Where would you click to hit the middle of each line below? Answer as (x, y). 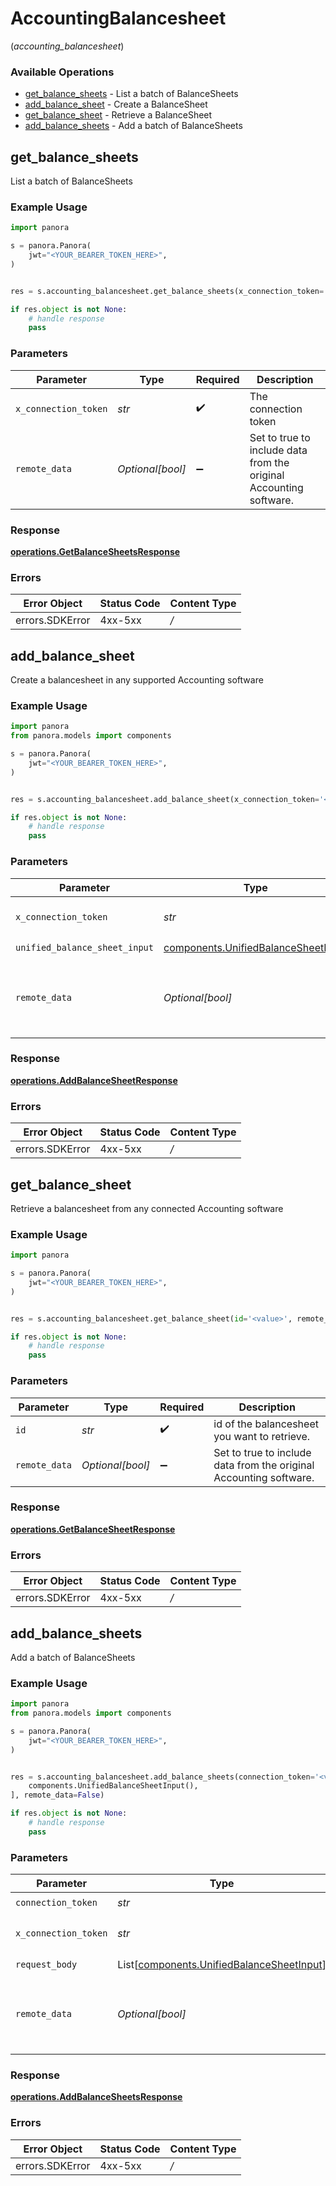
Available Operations (62, 72)
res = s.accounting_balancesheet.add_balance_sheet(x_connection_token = (165, 799)
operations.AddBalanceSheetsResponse (96, 2097)
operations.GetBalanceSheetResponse (93, 1529)
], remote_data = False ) (57, 1795)
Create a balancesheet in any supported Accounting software (137, 680)
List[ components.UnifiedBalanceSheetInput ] (222, 1964)
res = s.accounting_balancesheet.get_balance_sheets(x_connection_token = (167, 291)
